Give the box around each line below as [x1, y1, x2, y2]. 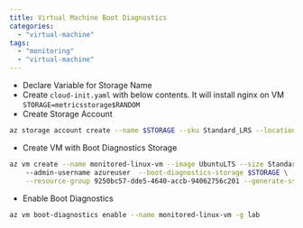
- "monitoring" [17, 47, 75, 56]
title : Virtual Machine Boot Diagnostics [9, 13, 168, 23]
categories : [9, 22, 54, 31]
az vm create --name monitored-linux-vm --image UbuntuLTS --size [9, 160, 264, 169]
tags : [9, 38, 30, 48]
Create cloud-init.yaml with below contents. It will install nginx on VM [22, 89, 285, 100]
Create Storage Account [22, 109, 113, 119]
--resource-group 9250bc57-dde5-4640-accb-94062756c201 [25, 177, 241, 186]
